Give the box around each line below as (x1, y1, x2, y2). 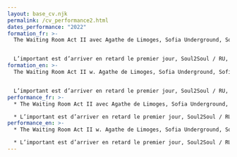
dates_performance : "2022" (7, 23, 87, 30)
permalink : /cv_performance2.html (7, 17, 109, 24)
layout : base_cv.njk (7, 10, 68, 18)
